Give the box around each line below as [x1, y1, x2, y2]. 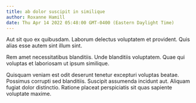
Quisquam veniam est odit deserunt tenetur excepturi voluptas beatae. [6, 72, 179, 79]
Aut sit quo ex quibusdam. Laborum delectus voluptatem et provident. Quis [6, 36, 191, 43]
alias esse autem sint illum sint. [6, 42, 82, 49]
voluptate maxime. [6, 90, 52, 98]
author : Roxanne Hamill [6, 14, 66, 20]
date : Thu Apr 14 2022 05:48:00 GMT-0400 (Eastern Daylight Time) [6, 20, 175, 25]
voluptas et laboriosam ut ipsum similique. [6, 60, 110, 67]
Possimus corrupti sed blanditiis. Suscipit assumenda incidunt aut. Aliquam [6, 78, 191, 85]
